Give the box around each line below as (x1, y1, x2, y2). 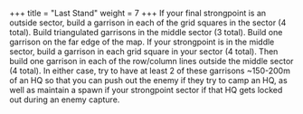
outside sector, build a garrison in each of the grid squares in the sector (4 (9, 17, 287, 28)
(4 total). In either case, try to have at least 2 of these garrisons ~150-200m (9, 65, 291, 76)
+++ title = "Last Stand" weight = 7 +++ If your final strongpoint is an (9, 8, 267, 18)
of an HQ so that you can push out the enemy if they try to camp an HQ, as (9, 75, 288, 85)
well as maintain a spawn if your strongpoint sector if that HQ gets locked (9, 85, 283, 95)
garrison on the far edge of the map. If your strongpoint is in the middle (9, 36, 275, 47)
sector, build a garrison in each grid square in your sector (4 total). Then (9, 46, 279, 57)
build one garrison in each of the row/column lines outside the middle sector (9, 56, 294, 66)
